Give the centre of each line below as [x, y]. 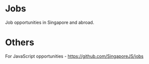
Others [20, 42]
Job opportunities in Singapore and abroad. [50, 22]
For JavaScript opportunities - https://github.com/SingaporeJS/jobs [74, 56]
